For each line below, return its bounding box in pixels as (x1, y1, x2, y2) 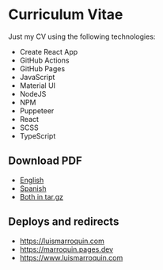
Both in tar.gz (19, 192, 64, 201)
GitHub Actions (19, 55, 70, 65)
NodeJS (19, 89, 47, 98)
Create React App (19, 47, 78, 56)
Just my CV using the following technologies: (8, 32, 156, 41)
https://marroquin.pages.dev (19, 244, 113, 254)
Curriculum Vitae (8, 6, 123, 24)
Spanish (19, 184, 47, 193)
